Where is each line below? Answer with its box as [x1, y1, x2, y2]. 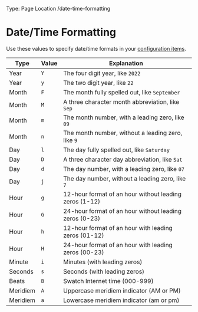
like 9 [62, 136, 78, 144]
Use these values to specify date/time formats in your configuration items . [6, 45, 187, 52]
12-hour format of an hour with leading [62, 224, 173, 232]
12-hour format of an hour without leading [62, 190, 181, 198]
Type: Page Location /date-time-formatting [6, 5, 111, 12]
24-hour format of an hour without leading [62, 206, 181, 215]
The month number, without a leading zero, [62, 129, 183, 137]
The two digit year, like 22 [62, 78, 134, 87]
